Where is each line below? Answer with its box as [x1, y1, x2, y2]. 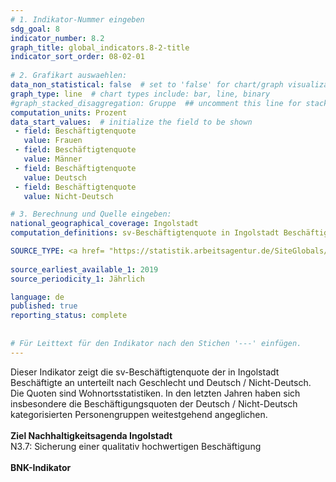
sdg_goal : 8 [10, 24, 60, 34]
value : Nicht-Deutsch [23, 191, 114, 201]
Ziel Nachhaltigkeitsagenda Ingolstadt [10, 429, 173, 441]
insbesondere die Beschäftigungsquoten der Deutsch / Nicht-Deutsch [10, 397, 298, 410]
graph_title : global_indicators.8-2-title [10, 42, 190, 53]
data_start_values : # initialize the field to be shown [10, 117, 253, 127]
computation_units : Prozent [10, 107, 128, 118]
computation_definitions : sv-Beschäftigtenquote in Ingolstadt [10, 228, 280, 238]
